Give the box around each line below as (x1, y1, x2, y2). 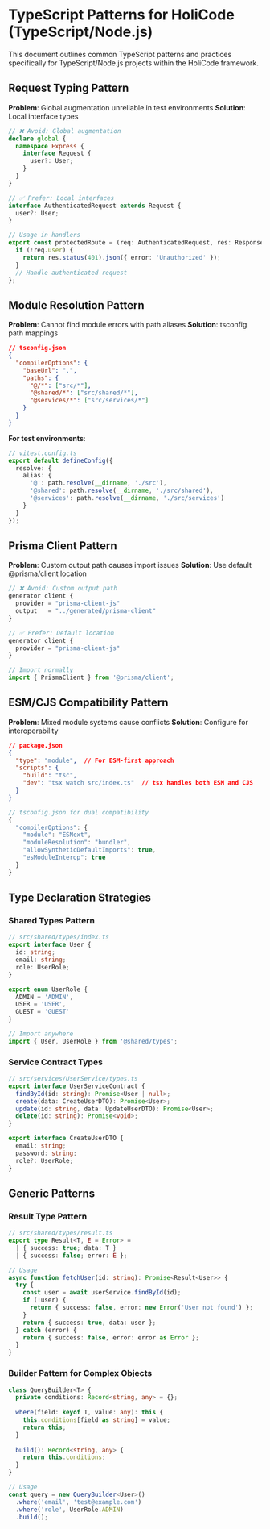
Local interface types (8, 111, 79, 121)
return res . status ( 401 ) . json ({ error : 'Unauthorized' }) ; (22, 253, 221, 261)
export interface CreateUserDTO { (8, 1135, 125, 1143)
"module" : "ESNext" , (22, 831, 92, 839)
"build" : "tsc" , (22, 772, 78, 780)
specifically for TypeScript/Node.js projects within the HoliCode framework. (8, 58, 260, 68)
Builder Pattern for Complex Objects (8, 1368, 153, 1379)
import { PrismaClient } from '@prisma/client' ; (8, 673, 174, 682)
